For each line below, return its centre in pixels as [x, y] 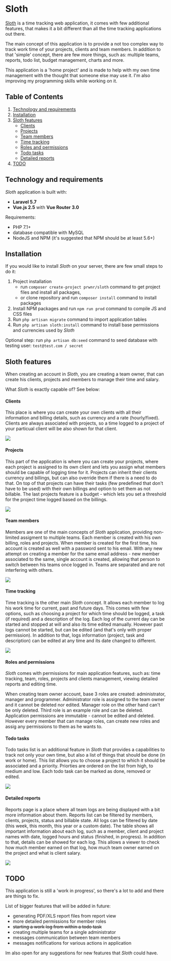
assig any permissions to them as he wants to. [54, 726]
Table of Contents [34, 97]
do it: [11, 272]
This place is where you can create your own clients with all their [74, 412]
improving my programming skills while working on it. [61, 81]
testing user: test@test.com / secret [44, 346]
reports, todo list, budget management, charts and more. [65, 60]
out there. [16, 34]
